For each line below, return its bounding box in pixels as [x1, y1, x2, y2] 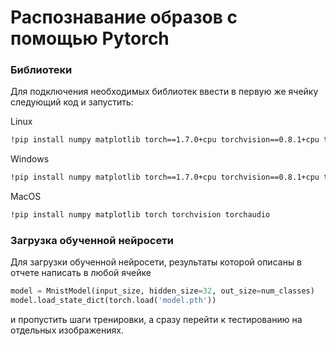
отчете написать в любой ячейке [10, 267, 152, 279]
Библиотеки [10, 63, 73, 77]
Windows [10, 153, 50, 165]
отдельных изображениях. [10, 324, 124, 336]
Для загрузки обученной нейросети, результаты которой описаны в [10, 256, 303, 268]
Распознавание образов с [10, 6, 238, 29]
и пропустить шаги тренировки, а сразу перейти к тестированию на [10, 314, 303, 326]
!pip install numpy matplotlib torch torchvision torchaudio [10, 210, 271, 220]
